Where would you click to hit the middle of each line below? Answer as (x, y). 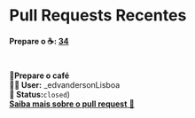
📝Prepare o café (39, 75)
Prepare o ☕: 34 (39, 41)
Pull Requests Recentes (98, 16)
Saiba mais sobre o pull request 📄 (72, 104)
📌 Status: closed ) (40, 94)
